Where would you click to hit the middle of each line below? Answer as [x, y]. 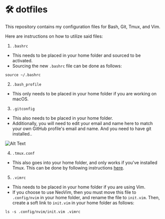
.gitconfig [23, 109]
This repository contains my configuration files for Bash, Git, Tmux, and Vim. [83, 26]
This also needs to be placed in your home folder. [63, 118]
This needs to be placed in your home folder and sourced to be [76, 55]
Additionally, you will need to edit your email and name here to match [82, 123]
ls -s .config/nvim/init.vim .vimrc [43, 212]
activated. [22, 60]
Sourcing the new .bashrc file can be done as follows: [67, 66]
